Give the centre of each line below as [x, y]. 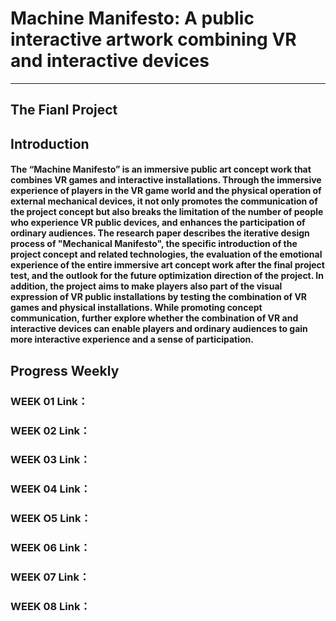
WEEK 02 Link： [50, 430]
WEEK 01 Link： [49, 401]
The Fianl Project [64, 110]
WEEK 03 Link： [50, 460]
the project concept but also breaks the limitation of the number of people [167, 212]
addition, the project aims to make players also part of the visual [146, 286]
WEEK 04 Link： [51, 489]
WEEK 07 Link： [50, 577]
